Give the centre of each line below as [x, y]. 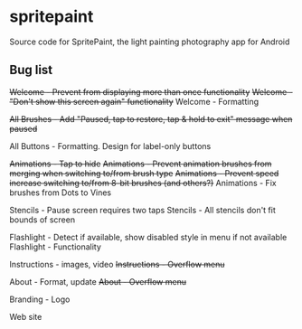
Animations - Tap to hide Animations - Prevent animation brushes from [141, 164]
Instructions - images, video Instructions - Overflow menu [117, 264]
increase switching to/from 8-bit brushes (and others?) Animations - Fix [143, 183]
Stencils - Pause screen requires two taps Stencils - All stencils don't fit [142, 210]
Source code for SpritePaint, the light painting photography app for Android [150, 42]
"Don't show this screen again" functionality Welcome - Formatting [134, 101]
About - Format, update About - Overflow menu [98, 281]
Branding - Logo [40, 299]
